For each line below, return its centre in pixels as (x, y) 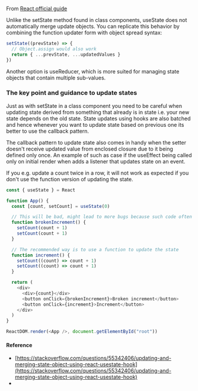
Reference (19, 345)
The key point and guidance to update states (72, 93)
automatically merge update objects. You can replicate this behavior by (93, 26)
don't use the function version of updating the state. (70, 179)
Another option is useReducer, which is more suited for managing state (93, 71)
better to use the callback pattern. (48, 131)
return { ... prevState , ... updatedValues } (66, 55)
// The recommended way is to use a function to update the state (95, 249)
